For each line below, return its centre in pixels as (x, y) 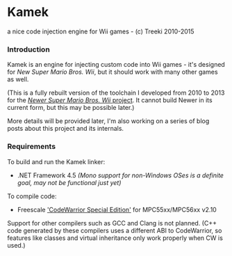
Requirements (32, 147)
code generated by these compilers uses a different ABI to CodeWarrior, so (115, 230)
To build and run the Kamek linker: (56, 161)
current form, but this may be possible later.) (71, 108)
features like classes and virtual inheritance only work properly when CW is (115, 238)
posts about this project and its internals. (65, 129)
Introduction (28, 49)
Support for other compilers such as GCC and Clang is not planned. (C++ (112, 223)
